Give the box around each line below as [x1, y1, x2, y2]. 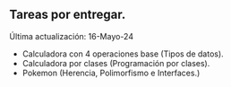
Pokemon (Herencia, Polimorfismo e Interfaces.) [21, 67, 201, 78]
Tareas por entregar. [9, 7, 126, 22]
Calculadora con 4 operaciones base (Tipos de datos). [21, 48, 224, 59]
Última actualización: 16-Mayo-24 [9, 30, 134, 41]
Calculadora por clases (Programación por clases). [21, 57, 210, 68]
